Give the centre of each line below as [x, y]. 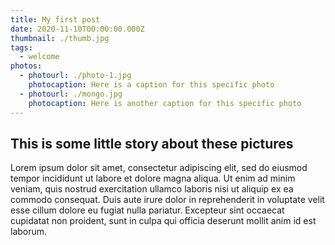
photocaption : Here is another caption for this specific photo [165, 103]
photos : [26, 66]
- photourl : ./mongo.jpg [71, 94]
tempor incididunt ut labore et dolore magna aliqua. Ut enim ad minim [153, 178]
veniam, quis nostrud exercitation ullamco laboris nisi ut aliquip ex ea [152, 189]
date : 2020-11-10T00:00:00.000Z [77, 29]
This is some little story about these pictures [152, 143]
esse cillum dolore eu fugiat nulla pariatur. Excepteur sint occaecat [147, 210]
